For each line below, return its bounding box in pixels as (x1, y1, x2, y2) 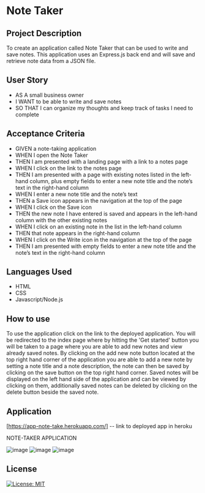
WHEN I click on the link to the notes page (15, 164, 122, 171)
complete (15, 111, 40, 118)
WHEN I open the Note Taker (15, 151, 89, 159)
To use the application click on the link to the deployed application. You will (6, 330, 196, 337)
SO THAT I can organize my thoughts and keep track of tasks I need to (15, 104, 193, 111)
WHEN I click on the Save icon (15, 203, 92, 211)
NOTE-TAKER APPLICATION (6, 434, 77, 442)
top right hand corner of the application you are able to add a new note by (6, 356, 193, 363)
